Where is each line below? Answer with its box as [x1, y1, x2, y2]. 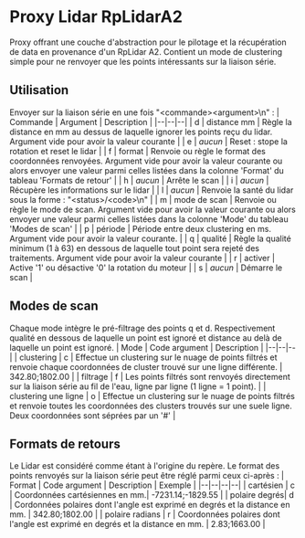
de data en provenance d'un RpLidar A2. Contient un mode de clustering [9, 46, 283, 57]
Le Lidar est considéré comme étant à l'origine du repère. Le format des [9, 460, 280, 471]
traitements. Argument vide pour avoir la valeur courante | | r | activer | [9, 252, 276, 263]
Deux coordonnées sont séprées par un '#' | [9, 409, 176, 421]
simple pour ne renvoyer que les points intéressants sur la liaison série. [9, 56, 277, 67]
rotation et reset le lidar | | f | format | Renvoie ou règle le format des [9, 145, 267, 156]
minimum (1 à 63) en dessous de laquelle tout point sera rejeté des [9, 242, 260, 253]
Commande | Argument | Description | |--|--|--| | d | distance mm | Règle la [9, 116, 292, 127]
